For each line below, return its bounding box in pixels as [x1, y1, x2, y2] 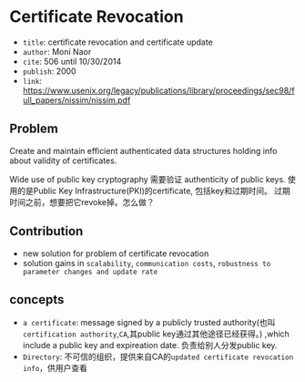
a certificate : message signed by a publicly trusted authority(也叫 [22, 317, 276, 328]
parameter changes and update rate [22, 267, 158, 276]
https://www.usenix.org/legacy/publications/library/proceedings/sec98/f [22, 85, 295, 96]
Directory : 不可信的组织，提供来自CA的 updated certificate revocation [22, 351, 294, 362]
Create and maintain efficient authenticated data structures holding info [9, 145, 278, 156]
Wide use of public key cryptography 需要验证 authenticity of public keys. [9, 173, 286, 184]
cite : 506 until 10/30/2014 [22, 56, 122, 67]
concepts [9, 292, 65, 307]
